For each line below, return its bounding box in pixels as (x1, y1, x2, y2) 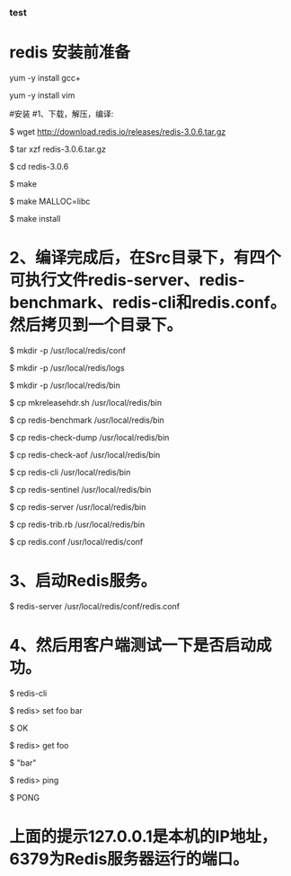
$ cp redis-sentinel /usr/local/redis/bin (9, 484, 152, 495)
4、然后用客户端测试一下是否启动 (9, 635, 256, 655)
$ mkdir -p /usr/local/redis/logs (9, 362, 125, 373)
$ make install (9, 213, 61, 223)
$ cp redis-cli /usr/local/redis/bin (9, 467, 131, 477)
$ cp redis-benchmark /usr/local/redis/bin (9, 415, 164, 425)
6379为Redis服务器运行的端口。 (9, 848, 250, 869)
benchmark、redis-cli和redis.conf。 (9, 293, 287, 313)
